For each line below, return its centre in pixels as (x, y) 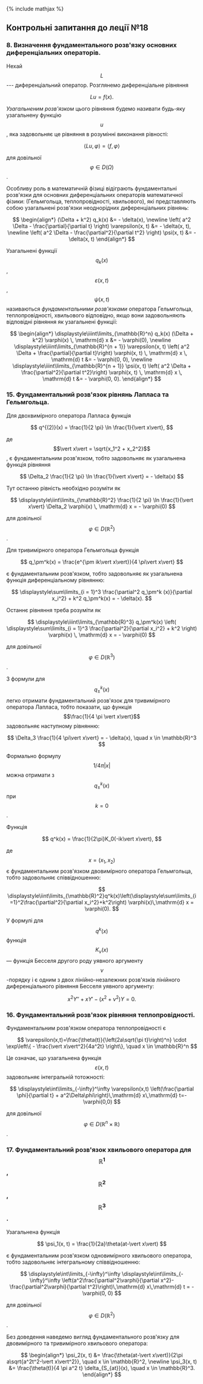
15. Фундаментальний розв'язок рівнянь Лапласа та (88, 394)
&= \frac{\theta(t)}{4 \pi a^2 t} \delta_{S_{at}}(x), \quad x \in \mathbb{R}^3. (102, 1368)
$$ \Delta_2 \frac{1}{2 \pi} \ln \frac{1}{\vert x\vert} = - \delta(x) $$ (102, 476)
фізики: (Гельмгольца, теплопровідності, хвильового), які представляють (101, 201)
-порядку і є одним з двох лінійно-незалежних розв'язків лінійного (93, 980)
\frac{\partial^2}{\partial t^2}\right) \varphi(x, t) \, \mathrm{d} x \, (102, 373)
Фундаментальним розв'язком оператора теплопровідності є (86, 1028)
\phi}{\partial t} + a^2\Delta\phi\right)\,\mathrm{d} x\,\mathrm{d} (97, 1095)
